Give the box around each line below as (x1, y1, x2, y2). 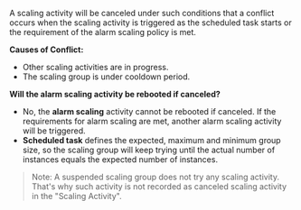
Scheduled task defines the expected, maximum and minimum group (22, 135, 282, 145)
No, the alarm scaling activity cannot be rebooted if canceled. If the (22, 106, 277, 116)
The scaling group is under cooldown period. (22, 71, 191, 82)
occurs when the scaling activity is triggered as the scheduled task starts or (9, 17, 292, 28)
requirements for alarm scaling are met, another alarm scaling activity (22, 116, 282, 126)
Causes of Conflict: (9, 44, 84, 55)
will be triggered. (22, 125, 86, 136)
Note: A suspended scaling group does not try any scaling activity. (31, 171, 280, 182)
